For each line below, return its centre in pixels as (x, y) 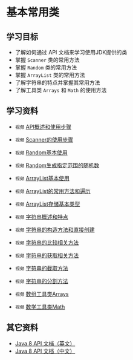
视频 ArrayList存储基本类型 (47, 204)
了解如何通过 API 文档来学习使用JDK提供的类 (71, 52)
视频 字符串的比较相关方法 (47, 242)
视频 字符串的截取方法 (41, 268)
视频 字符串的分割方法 (41, 281)
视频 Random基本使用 (41, 152)
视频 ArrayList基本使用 (42, 178)
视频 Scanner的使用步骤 (44, 139)
